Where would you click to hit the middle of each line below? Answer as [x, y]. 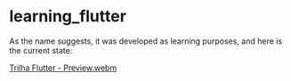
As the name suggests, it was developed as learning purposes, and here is [146, 41]
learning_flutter [68, 16]
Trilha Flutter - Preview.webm [63, 68]
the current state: [41, 50]
